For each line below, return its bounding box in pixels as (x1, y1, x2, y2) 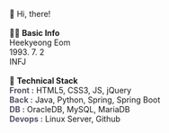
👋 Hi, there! (9, 9, 51, 19)
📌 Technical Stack (9, 75, 78, 85)
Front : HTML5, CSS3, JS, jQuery (9, 85, 132, 95)
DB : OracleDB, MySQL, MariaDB (9, 104, 130, 114)
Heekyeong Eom (9, 37, 71, 48)
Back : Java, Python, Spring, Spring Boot (9, 94, 161, 105)
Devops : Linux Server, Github (9, 113, 121, 124)
